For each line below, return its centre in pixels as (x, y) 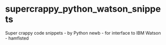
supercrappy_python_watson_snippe (83, 9)
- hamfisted (17, 38)
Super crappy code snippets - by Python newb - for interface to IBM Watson (83, 33)
